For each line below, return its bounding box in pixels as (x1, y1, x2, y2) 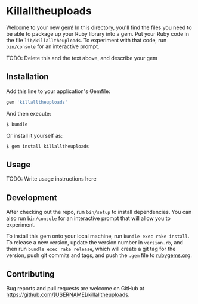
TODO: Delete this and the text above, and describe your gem (6, 54, 158, 61)
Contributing (6, 269, 55, 279)
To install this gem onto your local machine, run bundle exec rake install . (6, 232, 190, 240)
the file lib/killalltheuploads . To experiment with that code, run (6, 36, 167, 44)
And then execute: (6, 110, 51, 117)
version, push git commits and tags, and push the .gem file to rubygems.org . (6, 252, 193, 259)
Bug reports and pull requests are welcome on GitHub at (6, 285, 145, 292)
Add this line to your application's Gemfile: (6, 88, 110, 95)
